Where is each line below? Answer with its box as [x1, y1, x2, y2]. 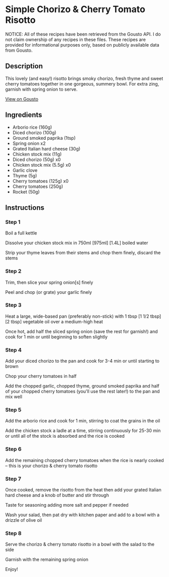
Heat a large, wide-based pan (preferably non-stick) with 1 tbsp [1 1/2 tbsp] [5, 313, 161, 319]
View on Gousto [5, 96, 39, 102]
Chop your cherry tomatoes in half [5, 373, 77, 379]
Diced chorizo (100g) [12, 129, 57, 135]
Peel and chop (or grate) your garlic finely [5, 289, 92, 295]
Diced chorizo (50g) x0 [12, 156, 61, 163]
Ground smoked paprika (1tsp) [12, 135, 76, 141]
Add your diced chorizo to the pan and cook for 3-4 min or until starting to [5, 358, 160, 364]
